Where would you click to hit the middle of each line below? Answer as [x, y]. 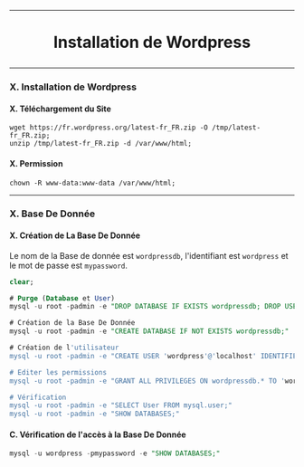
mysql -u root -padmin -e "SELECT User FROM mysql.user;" [121, 405]
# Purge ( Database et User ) [62, 298]
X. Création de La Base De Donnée [75, 235]
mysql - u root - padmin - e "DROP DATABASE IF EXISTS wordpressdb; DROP [145, 307]
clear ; [22, 281]
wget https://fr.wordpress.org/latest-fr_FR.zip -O [109, 128]
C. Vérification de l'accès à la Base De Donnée [98, 434]
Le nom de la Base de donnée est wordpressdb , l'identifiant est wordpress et [149, 255]
